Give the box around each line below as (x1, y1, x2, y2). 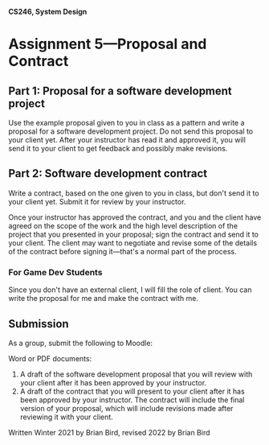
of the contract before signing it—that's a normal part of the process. (8, 246, 237, 256)
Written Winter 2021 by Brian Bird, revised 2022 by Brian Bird (8, 427, 210, 437)
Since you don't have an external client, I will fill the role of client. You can (8, 285, 252, 295)
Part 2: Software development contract (8, 167, 207, 180)
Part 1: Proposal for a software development (8, 84, 233, 97)
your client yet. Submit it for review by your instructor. (8, 196, 186, 206)
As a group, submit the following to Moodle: (8, 338, 153, 348)
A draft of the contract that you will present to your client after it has (19, 386, 245, 396)
